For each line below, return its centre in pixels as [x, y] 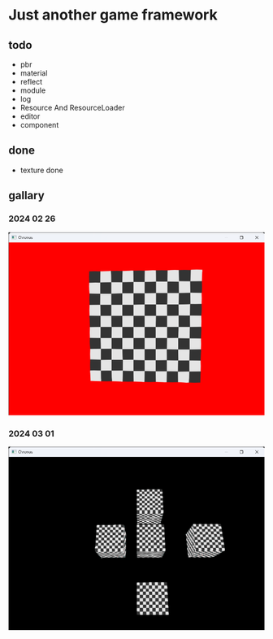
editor [30, 116]
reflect [31, 82]
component [39, 125]
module [33, 90]
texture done [41, 170]
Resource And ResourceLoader [72, 108]
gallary [26, 196]
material [34, 73]
